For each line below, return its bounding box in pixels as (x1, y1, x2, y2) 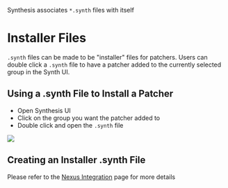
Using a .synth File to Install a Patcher (7, 88, 174, 100)
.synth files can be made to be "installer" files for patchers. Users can (7, 53, 208, 61)
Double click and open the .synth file (17, 121, 124, 129)
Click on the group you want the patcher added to (17, 114, 161, 122)
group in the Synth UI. (7, 67, 70, 76)
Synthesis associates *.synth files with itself (7, 6, 134, 14)
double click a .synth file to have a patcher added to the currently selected (7, 60, 222, 69)
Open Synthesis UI (17, 106, 71, 114)
